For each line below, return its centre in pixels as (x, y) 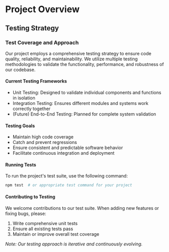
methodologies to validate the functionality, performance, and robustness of (85, 64)
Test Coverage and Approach (42, 43)
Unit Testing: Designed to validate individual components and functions (87, 93)
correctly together (31, 109)
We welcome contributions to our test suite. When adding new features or (82, 208)
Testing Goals (20, 126)
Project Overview (43, 9)
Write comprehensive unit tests (45, 223)
